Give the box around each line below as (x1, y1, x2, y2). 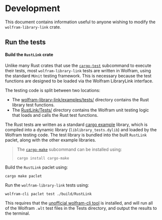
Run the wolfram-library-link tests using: (5, 182, 89, 188)
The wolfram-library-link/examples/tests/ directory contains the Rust (12, 96, 149, 102)
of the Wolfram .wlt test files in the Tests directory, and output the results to (5, 205, 157, 211)
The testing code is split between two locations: (5, 87, 101, 93)
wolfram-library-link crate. (5, 24, 61, 30)
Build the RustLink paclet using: (5, 164, 68, 170)
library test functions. (12, 102, 55, 108)
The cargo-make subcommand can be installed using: (16, 146, 122, 152)
